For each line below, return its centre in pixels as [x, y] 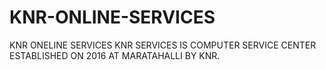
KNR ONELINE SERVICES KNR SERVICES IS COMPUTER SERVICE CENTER [163, 45]
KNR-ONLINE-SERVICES [112, 17]
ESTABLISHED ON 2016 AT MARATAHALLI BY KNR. [115, 55]
